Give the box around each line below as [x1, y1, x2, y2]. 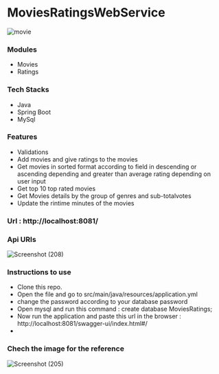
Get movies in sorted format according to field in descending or [16, 162, 197, 170]
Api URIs [7, 234, 36, 244]
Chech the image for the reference [7, 344, 125, 353]
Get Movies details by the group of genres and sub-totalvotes [16, 191, 192, 200]
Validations [16, 148, 49, 156]
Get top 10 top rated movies [16, 184, 96, 192]
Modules [7, 45, 38, 54]
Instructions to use [7, 267, 71, 276]
